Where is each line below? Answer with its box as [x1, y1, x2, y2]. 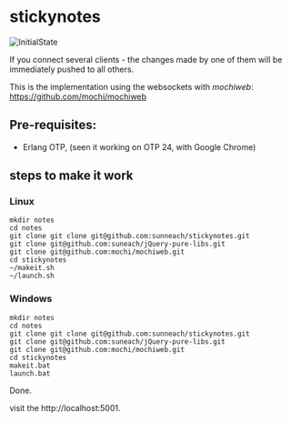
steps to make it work [9, 168, 134, 184]
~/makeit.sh [9, 264, 55, 273]
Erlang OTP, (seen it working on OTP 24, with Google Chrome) [22, 141, 256, 152]
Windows [9, 293, 53, 306]
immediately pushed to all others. [9, 64, 135, 75]
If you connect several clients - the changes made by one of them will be [9, 54, 283, 65]
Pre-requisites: [9, 117, 97, 133]
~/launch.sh [9, 271, 55, 281]
